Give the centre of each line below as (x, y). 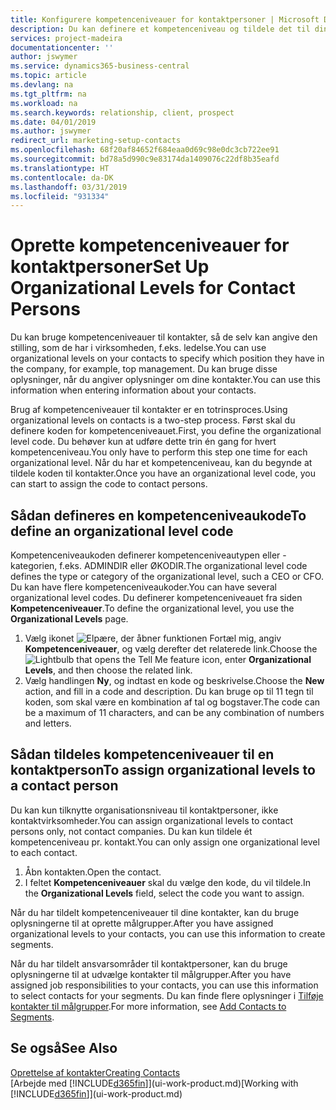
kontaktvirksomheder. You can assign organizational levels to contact (152, 820)
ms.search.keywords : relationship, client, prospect (122, 112)
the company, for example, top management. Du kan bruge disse (144, 369)
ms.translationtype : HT (60, 168)
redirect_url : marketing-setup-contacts (96, 141)
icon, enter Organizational (256, 659)
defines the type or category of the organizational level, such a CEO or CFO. (167, 576)
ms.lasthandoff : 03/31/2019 (69, 187)
